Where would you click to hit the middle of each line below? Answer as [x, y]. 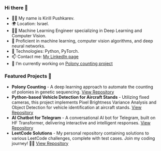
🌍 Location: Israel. [30, 24]
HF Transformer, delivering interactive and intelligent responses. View [81, 122]
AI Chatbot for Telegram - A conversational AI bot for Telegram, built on [83, 118]
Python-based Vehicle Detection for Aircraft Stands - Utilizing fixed [80, 97]
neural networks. [28, 46]
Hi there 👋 [16, 8]
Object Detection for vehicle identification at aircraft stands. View [76, 107]
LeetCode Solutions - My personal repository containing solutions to [80, 133]
